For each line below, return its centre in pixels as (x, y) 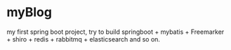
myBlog (29, 12)
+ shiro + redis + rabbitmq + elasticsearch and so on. (84, 39)
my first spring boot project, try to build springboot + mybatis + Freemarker (115, 32)
